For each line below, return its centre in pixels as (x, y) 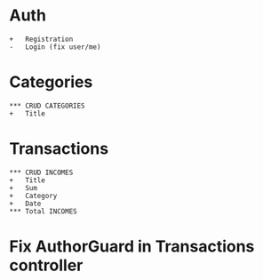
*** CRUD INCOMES (41, 172)
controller (46, 265)
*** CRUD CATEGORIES (48, 106)
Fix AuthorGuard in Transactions (132, 246)
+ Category (33, 196)
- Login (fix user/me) (55, 47)
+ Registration (41, 39)
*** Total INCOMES (43, 211)
